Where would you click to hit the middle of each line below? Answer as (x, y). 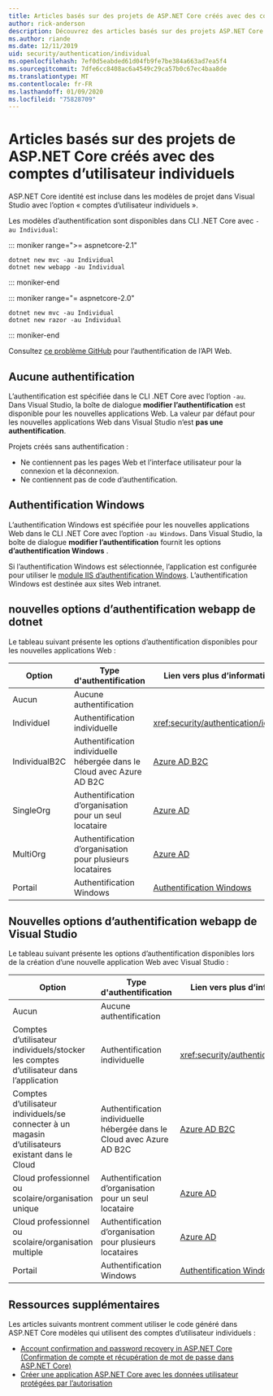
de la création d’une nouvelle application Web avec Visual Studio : (119, 962)
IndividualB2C (39, 761)
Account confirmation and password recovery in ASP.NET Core (126, 1349)
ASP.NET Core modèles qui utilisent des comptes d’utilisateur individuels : (132, 1333)
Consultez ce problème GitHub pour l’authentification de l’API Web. (120, 351)
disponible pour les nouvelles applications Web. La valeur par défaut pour (132, 413)
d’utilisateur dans (45, 1071)
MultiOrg (29, 853)
